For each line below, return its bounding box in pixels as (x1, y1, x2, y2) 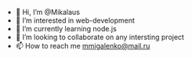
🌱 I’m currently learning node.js (15, 24, 118, 33)
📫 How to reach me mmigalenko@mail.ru (15, 42, 150, 50)
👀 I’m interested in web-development (15, 16, 136, 25)
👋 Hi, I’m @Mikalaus (15, 8, 81, 16)
